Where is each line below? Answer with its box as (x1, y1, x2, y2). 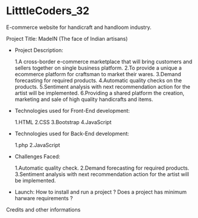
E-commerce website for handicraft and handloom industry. (6, 24, 152, 31)
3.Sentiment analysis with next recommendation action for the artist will (14, 170, 189, 178)
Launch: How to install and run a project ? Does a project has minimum (14, 188, 187, 196)
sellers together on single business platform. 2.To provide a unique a (14, 64, 182, 71)
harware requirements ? (14, 194, 73, 201)
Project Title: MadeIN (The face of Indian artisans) (6, 35, 128, 42)
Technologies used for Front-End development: (14, 107, 130, 114)
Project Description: (14, 46, 63, 54)
